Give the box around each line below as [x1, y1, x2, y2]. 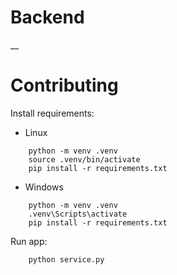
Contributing [10, 74, 119, 97]
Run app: [10, 235, 48, 247]
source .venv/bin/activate [28, 154, 141, 165]
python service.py [28, 254, 105, 265]
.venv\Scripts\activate [28, 209, 128, 219]
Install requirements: [10, 107, 95, 119]
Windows [24, 181, 64, 193]
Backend [10, 6, 85, 29]
